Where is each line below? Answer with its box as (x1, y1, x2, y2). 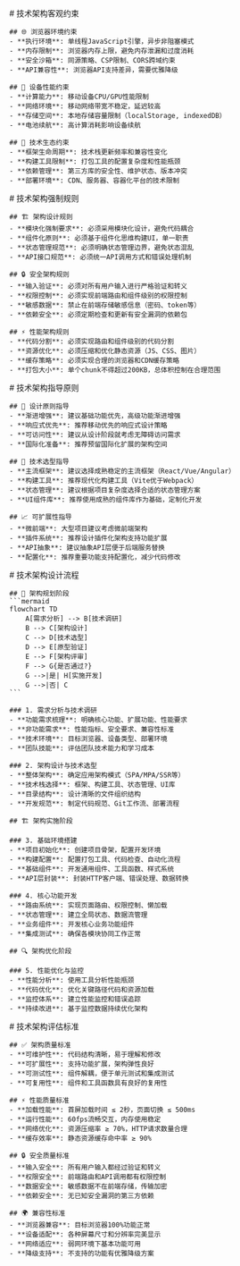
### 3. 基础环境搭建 (9, 836, 78, 845)
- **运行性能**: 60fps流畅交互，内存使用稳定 (9, 1115, 161, 1124)
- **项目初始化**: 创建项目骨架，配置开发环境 (9, 846, 161, 855)
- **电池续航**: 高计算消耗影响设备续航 (9, 121, 141, 130)
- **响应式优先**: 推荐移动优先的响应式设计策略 (9, 421, 168, 430)
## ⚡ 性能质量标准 (9, 1096, 70, 1105)
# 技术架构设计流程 (9, 570, 79, 580)
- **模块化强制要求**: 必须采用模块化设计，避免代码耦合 (9, 224, 194, 233)
